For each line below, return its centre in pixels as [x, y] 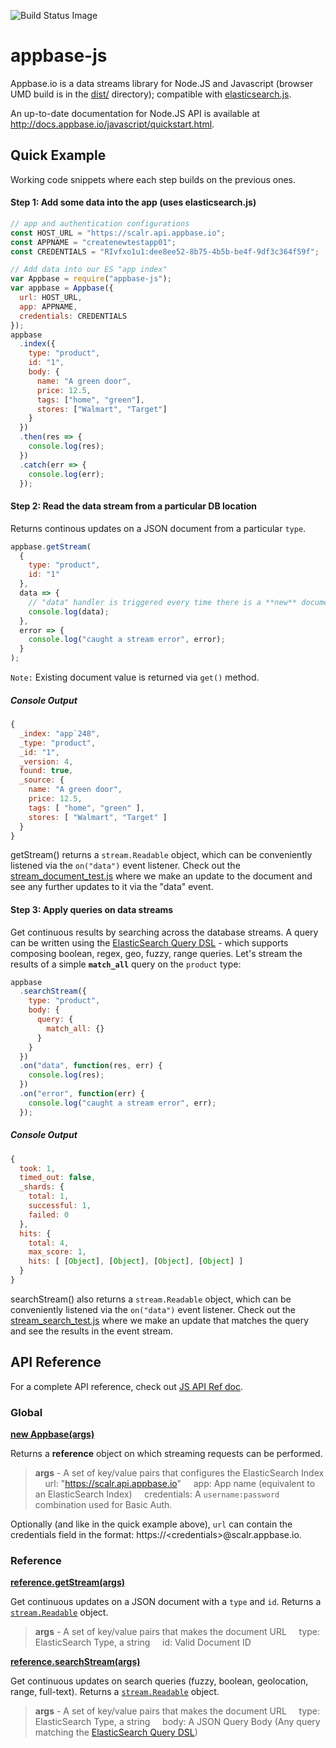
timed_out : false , [58, 1178]
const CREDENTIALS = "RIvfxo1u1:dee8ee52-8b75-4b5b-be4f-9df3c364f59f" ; [165, 251]
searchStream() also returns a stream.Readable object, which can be [151, 1299]
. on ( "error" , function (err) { [82, 1094]
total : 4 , [49, 1243]
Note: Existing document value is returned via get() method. [135, 677]
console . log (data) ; [69, 611]
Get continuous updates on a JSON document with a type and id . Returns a [166, 1602]
